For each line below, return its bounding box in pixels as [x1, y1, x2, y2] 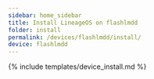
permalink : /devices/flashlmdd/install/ [8, 33, 142, 41]
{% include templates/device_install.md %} [8, 62, 147, 71]
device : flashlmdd [8, 41, 68, 48]
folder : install [8, 26, 61, 34]
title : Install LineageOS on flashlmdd [8, 19, 138, 27]
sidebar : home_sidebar [8, 11, 82, 20]
